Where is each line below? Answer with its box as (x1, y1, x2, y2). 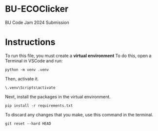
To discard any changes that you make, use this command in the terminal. (5, 112, 154, 117)
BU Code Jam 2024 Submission (5, 19, 69, 25)
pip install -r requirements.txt (5, 103, 73, 108)
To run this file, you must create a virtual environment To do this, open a (5, 53, 152, 58)
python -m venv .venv (5, 67, 49, 72)
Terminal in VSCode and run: (5, 57, 63, 64)
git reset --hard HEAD (5, 121, 51, 126)
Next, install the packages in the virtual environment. (5, 94, 111, 99)
